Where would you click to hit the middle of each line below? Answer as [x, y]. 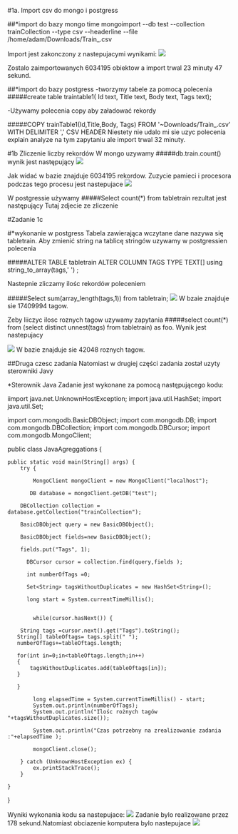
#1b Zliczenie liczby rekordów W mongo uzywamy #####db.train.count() [114, 153]
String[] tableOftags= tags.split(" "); [78, 637]
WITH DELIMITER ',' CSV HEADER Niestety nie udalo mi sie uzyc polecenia [117, 132]
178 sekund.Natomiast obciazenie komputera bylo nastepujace [99, 823]
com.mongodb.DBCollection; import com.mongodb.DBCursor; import [109, 428]
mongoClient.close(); [65, 749]
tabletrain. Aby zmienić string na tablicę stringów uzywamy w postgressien [118, 241]
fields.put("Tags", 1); [56, 549]
